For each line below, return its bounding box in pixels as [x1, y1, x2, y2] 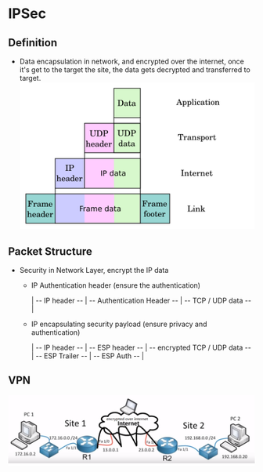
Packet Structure [8, 245, 92, 258]
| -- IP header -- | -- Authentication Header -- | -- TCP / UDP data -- [31, 296, 252, 305]
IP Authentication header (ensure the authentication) [31, 280, 201, 290]
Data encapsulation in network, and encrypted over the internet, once [19, 56, 244, 66]
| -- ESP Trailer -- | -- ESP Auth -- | [31, 350, 145, 361]
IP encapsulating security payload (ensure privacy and [31, 319, 207, 329]
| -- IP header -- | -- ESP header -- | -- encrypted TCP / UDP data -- [31, 343, 252, 352]
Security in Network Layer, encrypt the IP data [19, 265, 169, 274]
